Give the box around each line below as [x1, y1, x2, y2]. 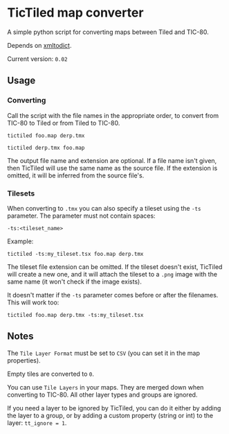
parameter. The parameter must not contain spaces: [7, 211, 156, 220]
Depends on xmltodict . [7, 41, 72, 49]
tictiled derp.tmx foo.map [7, 144, 85, 151]
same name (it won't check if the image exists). [7, 277, 142, 286]
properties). [7, 356, 41, 365]
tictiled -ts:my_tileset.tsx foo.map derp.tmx [7, 250, 144, 257]
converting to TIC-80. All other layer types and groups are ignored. [7, 390, 198, 399]
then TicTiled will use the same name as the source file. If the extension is [7, 164, 218, 172]
